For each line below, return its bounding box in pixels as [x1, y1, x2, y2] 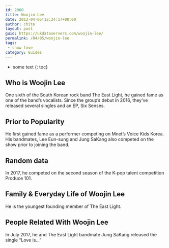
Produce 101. [5, 175, 32, 181]
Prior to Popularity [5, 117, 65, 126]
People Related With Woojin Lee [5, 218, 108, 227]
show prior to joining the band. [5, 141, 70, 148]
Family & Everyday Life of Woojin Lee [5, 190, 125, 198]
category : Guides [5, 50, 42, 55]
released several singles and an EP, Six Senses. [5, 102, 105, 109]
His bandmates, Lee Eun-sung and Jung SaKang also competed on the [5, 136, 154, 143]
